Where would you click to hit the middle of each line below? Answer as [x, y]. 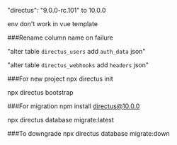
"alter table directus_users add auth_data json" [76, 51]
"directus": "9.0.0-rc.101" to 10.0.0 [57, 10]
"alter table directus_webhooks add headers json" [78, 65]
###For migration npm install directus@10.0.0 [74, 106]
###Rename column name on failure [60, 37]
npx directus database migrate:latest [61, 120]
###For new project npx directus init [60, 79]
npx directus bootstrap [40, 92]
